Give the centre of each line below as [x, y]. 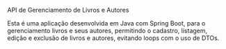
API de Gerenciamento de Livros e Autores [68, 10]
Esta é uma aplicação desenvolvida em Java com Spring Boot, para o [106, 23]
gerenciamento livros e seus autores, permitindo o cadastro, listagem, [107, 31]
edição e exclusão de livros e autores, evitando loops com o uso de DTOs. [113, 38]
